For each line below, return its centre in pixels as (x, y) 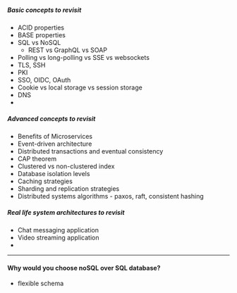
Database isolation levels (54, 173)
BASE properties (41, 35)
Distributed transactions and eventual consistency (90, 151)
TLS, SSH (31, 65)
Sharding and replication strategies (68, 188)
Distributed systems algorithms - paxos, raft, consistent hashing (111, 196)
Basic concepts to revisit (44, 10)
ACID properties (41, 27)
